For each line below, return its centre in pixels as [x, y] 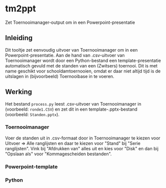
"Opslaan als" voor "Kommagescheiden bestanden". [58, 154]
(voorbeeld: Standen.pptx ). [32, 114]
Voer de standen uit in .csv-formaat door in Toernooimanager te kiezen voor [83, 138]
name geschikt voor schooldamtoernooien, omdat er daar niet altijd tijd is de [83, 71]
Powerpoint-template [31, 167]
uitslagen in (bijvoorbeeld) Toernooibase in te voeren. [60, 76]
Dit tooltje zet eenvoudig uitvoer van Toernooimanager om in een [71, 50]
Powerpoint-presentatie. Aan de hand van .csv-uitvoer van [65, 55]
